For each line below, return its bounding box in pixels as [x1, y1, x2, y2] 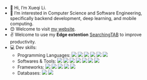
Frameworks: [17, 64, 44, 70]
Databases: [17, 70, 41, 76]
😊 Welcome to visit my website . [9, 26, 76, 32]
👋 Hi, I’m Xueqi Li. [9, 5, 46, 10]
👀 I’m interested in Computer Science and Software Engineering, [9, 10, 143, 16]
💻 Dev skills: [9, 44, 37, 50]
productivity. [9, 39, 36, 44]
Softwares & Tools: [17, 58, 56, 64]
